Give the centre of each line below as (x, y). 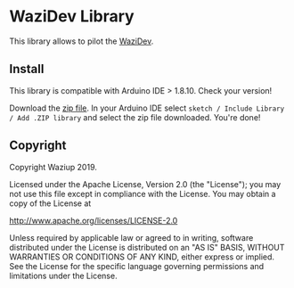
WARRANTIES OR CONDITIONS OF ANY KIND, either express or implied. (142, 257)
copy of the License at (50, 203)
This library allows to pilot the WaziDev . (82, 41)
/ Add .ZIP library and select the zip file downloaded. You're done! (135, 117)
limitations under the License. (63, 276)
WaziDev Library (72, 16)
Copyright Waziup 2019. (53, 167)
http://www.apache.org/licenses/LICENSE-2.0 (94, 220)
